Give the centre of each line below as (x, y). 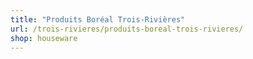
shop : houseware (44, 38)
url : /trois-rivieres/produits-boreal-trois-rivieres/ (127, 29)
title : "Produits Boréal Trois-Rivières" (98, 19)
